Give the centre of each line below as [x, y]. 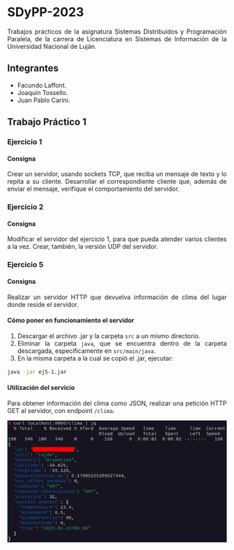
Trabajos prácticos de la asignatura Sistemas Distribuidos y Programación [117, 31]
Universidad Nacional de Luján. [52, 46]
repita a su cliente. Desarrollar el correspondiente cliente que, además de [117, 182]
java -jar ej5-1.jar [37, 372]
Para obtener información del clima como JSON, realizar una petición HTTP [117, 403]
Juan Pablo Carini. [44, 100]
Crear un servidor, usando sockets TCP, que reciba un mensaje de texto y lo [117, 174]
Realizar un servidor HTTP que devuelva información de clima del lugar [117, 297]
